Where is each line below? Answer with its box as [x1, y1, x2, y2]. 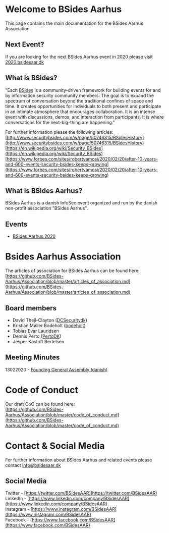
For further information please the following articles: [5, 129, 114, 135]
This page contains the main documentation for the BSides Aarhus [5, 20, 144, 26]
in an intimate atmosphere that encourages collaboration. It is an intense [5, 109, 155, 115]
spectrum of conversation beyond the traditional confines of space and [5, 97, 153, 104]
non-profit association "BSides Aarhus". [5, 205, 88, 211]
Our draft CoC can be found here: [5, 401, 75, 407]
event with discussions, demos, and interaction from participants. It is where [5, 114, 164, 120]
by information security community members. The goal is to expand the [5, 92, 154, 98]
